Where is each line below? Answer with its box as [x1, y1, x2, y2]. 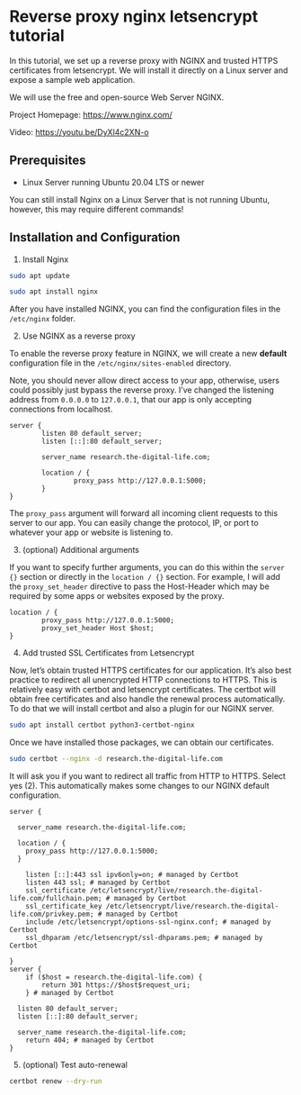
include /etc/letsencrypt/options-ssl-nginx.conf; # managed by [25, 918, 271, 927]
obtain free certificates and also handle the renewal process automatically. [9, 693, 286, 704]
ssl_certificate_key [25, 902, 102, 911]
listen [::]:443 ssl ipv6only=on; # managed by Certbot [25, 871, 240, 880]
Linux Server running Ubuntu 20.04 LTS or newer [22, 176, 205, 187]
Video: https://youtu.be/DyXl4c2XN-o [9, 126, 150, 137]
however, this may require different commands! [9, 204, 184, 214]
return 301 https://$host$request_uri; [41, 981, 191, 990]
